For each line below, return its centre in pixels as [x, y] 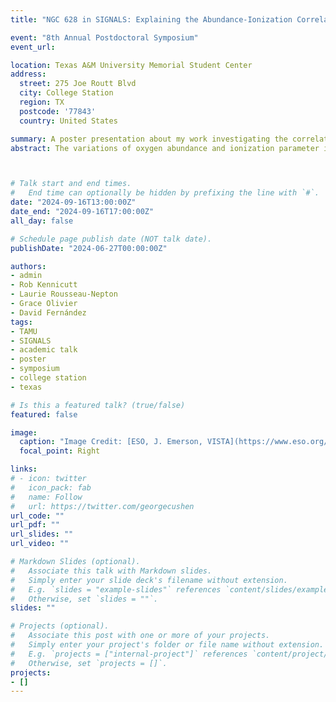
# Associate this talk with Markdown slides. [111, 571]
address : [28, 74]
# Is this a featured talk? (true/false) [98, 405]
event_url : [33, 47]
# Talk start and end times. [71, 184]
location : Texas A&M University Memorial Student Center [131, 65]
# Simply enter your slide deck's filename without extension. [149, 580]
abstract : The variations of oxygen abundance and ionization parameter [165, 148]
